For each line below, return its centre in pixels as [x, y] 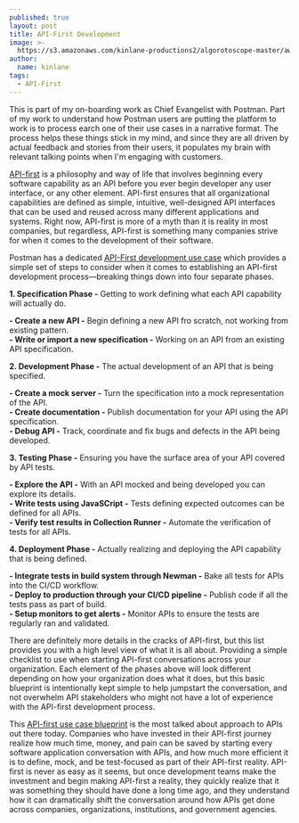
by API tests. [32, 467]
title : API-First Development [65, 34]
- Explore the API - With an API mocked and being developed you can [137, 484]
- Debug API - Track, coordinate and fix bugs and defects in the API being [145, 431]
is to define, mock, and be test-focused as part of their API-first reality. [139, 761]
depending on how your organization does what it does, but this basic [137, 678]
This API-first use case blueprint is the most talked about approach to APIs [146, 724]
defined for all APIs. [45, 513]
